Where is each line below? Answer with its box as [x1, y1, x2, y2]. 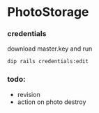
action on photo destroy [17, 98, 86, 106]
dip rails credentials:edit [7, 58, 89, 65]
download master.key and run [7, 44, 93, 53]
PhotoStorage [7, 4, 89, 20]
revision [17, 90, 40, 98]
